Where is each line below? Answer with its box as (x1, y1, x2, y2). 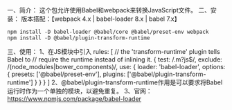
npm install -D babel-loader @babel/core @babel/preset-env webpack (7, 28, 209, 35)
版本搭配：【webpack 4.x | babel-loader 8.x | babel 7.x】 (20, 15, 181, 23)
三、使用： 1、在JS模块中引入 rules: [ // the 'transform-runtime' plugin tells (7, 48, 220, 55)
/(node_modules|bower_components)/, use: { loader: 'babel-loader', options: (7, 63, 226, 71)
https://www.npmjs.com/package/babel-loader (7, 95, 142, 102)
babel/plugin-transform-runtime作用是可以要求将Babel (66, 78, 223, 86)
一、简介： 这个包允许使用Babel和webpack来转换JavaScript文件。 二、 (7, 6, 211, 14)
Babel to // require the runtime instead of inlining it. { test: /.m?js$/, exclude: (7, 55, 223, 64)
